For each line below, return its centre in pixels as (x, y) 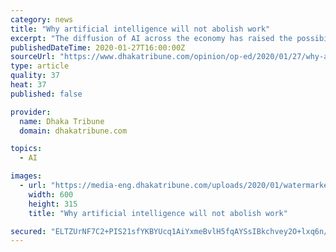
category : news (42, 19)
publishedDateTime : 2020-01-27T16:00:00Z (98, 47)
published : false (46, 94)
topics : (26, 149)
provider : (31, 112)
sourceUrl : (33, 57)
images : (26, 176)
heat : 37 (28, 85)
